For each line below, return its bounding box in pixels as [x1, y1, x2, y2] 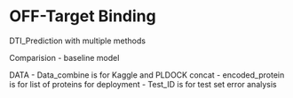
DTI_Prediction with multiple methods [9, 35, 146, 46]
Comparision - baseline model [9, 52, 120, 63]
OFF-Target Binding [9, 6, 157, 26]
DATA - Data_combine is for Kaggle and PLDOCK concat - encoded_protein [9, 69, 285, 80]
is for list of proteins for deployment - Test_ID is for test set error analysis [9, 79, 277, 89]
